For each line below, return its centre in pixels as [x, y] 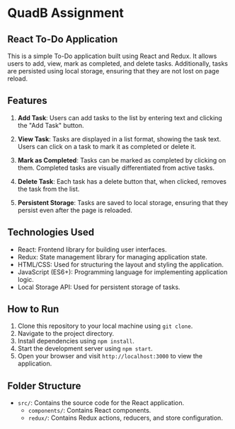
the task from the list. [48, 189]
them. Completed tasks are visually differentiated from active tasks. [116, 168]
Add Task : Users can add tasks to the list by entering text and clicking [120, 117]
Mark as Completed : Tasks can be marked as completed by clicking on [122, 160]
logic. [25, 279]
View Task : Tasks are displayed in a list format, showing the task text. [119, 139]
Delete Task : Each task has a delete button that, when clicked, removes [122, 181]
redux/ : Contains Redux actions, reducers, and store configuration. [125, 418]
